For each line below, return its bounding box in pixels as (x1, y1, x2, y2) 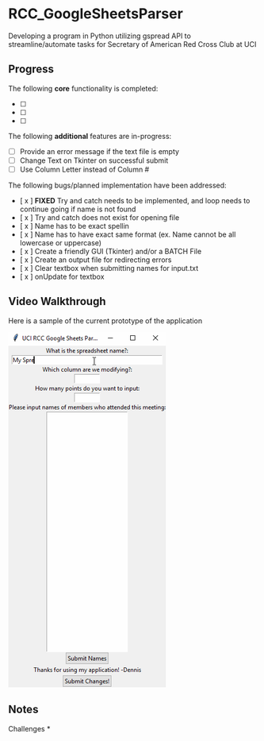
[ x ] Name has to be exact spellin (19, 221, 129, 230)
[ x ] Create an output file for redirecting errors (19, 255, 172, 264)
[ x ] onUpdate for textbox (19, 272, 105, 281)
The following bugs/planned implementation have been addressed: (8, 180, 228, 190)
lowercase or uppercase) (19, 237, 101, 247)
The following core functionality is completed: (8, 83, 159, 93)
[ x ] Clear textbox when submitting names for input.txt (19, 263, 199, 272)
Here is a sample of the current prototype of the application (8, 315, 203, 326)
